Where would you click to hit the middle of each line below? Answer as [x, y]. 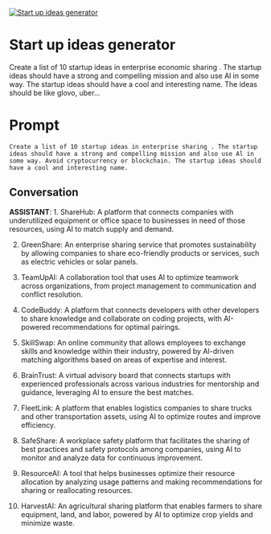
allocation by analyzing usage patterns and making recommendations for [142, 482]
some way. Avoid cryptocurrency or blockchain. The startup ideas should [135, 161]
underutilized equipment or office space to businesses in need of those [127, 220]
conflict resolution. [52, 294]
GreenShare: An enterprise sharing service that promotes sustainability [138, 244]
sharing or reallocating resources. [77, 490]
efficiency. [38, 425]
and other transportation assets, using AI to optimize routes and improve [141, 416]
